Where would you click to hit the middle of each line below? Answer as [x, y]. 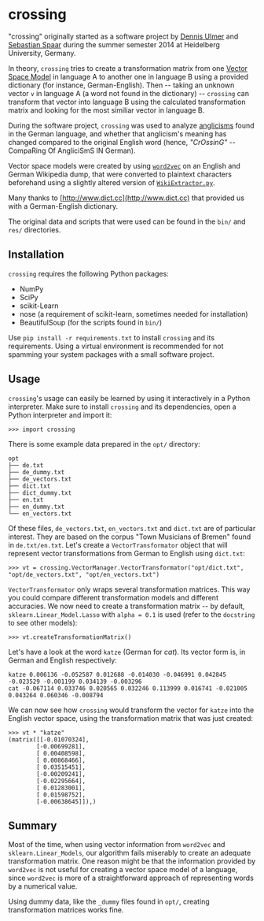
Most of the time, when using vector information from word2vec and [117, 845]
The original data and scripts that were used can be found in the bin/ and [127, 221]
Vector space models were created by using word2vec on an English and [125, 165]
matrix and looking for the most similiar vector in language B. [106, 110]
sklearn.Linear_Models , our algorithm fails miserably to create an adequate [130, 853]
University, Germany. [42, 53]
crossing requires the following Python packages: [88, 273]
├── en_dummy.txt [37, 507]
